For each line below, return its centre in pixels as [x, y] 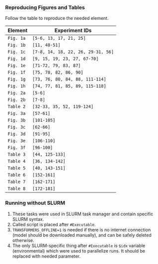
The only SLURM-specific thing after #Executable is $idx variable [79, 246]
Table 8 [17, 189]
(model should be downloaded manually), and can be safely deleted [82, 235]
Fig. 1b [17, 45]
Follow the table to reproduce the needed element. [57, 18]
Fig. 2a [17, 93]
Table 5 [17, 168]
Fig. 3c [17, 127]
